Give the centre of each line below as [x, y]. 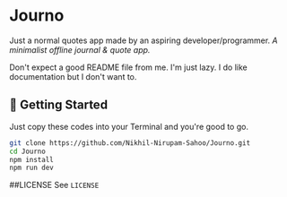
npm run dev [31, 168]
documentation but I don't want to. [73, 76]
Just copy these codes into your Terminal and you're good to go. [129, 126]
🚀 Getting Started [59, 105]
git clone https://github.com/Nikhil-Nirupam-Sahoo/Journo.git [130, 143]
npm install [31, 159]
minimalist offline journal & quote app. [80, 49]
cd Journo [28, 151]
